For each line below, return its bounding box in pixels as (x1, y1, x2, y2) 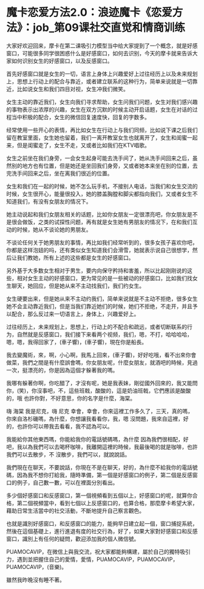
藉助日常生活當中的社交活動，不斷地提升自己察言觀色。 (6, 507, 144, 514)
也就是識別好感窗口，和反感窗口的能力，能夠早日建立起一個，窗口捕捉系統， (6, 520, 198, 527)
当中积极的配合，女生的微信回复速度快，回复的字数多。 (11, 113, 150, 120)
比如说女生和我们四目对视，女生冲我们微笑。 (16, 85, 129, 92)
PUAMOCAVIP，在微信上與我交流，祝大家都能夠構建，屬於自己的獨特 (6, 548, 180, 555)
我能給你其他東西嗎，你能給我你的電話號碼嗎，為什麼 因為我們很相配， (6, 435, 183, 443)
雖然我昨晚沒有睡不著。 (6, 576, 65, 584)
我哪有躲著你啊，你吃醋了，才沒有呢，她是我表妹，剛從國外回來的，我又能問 (6, 379, 198, 387)
